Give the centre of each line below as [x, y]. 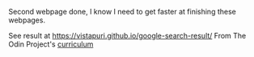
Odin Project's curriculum [51, 44]
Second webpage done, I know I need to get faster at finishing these [122, 12]
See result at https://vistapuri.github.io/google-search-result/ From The [127, 36]
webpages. [27, 20]
